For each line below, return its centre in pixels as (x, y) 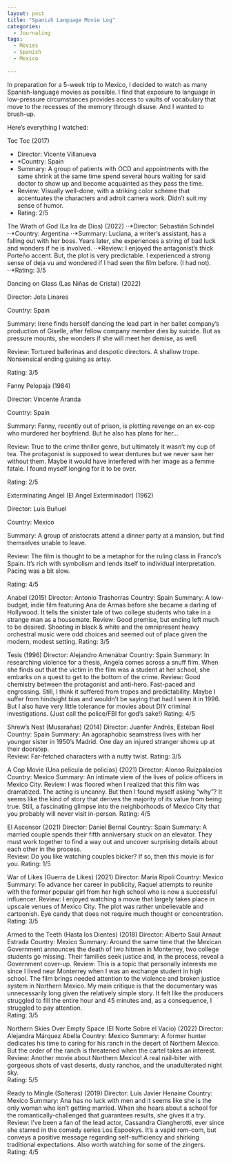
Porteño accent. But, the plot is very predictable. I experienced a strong (109, 255)
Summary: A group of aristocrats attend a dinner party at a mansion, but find (116, 535)
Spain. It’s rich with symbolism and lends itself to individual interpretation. (111, 563)
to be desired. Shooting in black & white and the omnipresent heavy (103, 627)
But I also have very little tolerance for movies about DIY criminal (99, 706)
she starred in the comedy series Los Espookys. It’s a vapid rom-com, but (112, 1130)
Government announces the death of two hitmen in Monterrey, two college (113, 949)
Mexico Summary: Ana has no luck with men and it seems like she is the (109, 1100)
